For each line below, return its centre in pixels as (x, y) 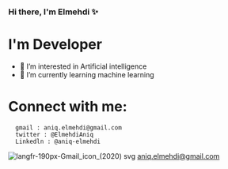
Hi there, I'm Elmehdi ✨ (53, 12)
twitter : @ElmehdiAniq (54, 134)
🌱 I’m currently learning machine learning (87, 74)
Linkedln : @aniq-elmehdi (58, 141)
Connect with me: (68, 107)
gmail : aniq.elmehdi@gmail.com (69, 128)
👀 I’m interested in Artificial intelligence (83, 66)
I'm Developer (55, 45)
